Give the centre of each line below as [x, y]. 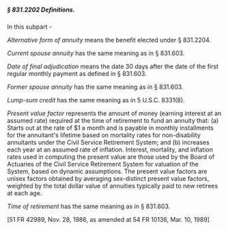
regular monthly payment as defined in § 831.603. [77, 73]
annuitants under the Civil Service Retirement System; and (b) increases [108, 142]
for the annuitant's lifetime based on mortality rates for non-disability [104, 135]
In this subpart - [30, 27]
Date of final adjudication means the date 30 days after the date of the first [113, 66]
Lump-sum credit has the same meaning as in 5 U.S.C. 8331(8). [96, 100]
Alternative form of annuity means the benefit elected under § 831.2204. [109, 40]
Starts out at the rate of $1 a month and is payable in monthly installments [110, 128]
